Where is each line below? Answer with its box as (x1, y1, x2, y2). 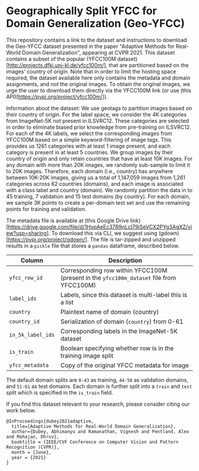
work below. (6, 406, 36, 413)
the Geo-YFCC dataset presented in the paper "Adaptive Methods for (6, 43, 175, 50)
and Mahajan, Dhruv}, (6, 434, 60, 440)
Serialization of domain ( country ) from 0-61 (60, 317, 184, 326)
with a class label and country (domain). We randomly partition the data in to (6, 186, 192, 193)
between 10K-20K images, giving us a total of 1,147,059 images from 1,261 (6, 174, 185, 181)
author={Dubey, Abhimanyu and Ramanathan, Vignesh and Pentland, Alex (11, 428, 190, 434)
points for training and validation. (6, 205, 87, 212)
